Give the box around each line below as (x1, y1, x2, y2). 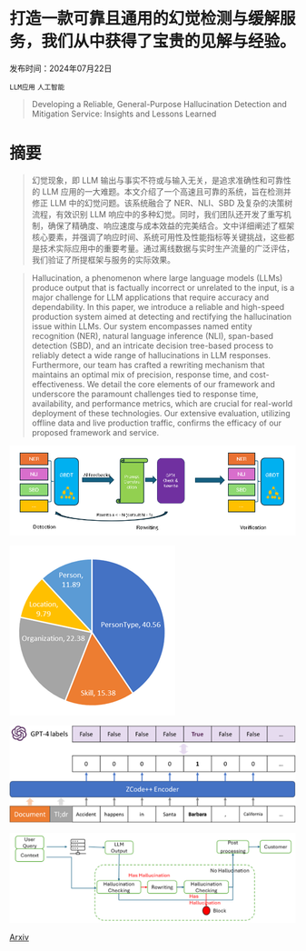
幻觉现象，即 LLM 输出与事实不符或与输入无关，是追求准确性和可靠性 (31, 175, 292, 185)
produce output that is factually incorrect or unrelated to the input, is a (31, 282, 295, 293)
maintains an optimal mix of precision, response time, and (31, 369, 248, 380)
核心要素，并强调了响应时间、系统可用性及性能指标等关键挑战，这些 (31, 231, 287, 242)
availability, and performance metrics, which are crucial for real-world (31, 397, 293, 409)
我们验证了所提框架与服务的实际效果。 (31, 254, 175, 265)
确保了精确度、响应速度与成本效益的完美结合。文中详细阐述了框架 (47, 220, 295, 231)
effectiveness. (31, 378, 85, 389)
